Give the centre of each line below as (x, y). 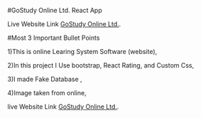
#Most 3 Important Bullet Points (54, 38)
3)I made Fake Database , (45, 79)
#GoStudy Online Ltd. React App (55, 10)
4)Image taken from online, (47, 93)
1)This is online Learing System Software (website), (82, 52)
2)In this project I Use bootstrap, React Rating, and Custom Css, (101, 65)
